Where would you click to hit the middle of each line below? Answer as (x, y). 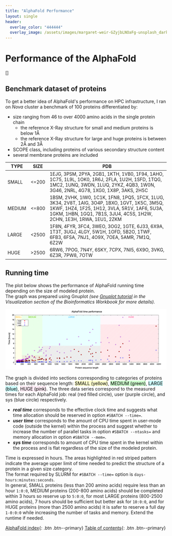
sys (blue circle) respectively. (36, 400)
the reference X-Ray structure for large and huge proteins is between (93, 138)
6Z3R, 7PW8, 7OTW (71, 255)
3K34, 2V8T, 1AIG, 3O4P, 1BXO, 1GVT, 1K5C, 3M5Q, (106, 202)
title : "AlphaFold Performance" (40, 11)
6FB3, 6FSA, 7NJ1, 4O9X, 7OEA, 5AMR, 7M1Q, (100, 237)
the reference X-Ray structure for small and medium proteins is (87, 127)
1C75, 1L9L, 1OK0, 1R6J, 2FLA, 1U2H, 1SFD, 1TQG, (106, 179)
